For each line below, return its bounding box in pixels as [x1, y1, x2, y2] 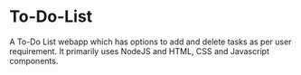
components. [9, 55, 59, 66]
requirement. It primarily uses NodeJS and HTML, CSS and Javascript [9, 45, 269, 56]
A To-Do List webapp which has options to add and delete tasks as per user [9, 36, 292, 47]
